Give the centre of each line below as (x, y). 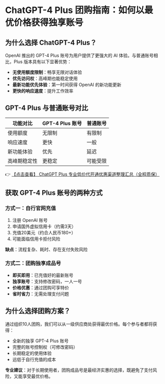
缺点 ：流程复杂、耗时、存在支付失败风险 (46, 249)
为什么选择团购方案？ (38, 311)
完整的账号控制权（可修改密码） (45, 347)
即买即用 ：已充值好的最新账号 (43, 275)
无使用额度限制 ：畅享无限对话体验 (47, 72)
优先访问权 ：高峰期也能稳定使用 (45, 78)
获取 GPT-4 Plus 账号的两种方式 (54, 193)
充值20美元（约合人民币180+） (44, 232)
